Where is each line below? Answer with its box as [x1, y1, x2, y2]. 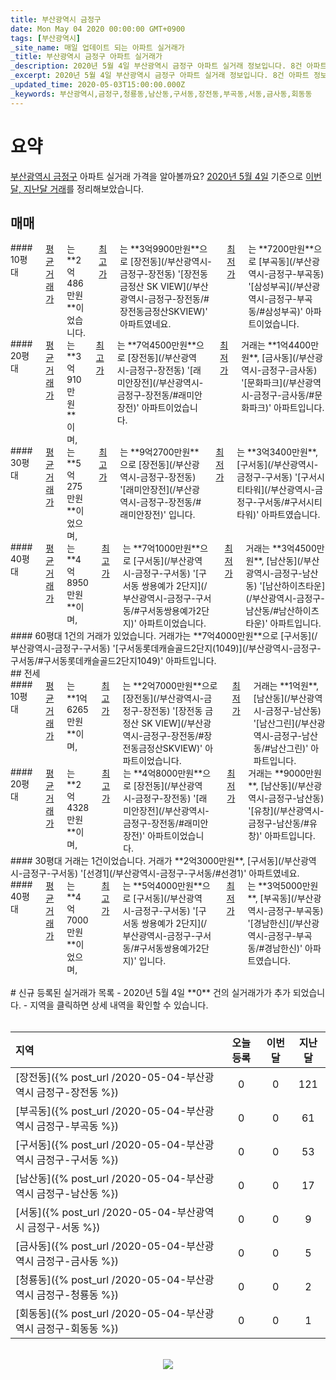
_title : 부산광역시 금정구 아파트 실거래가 [10, 52, 163, 62]
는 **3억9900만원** [119, 243, 200, 255]
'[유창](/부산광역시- [248, 805, 325, 817]
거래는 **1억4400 [241, 339, 312, 351]
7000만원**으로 [154, 680, 218, 692]
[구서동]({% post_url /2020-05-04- [15, 1138, 187, 1152]
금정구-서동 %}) [27, 1221, 101, 1235]
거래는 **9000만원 [248, 767, 322, 780]
